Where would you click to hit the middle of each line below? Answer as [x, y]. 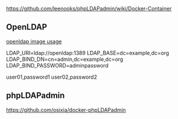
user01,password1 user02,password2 [52, 77]
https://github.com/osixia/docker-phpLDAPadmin [66, 110]
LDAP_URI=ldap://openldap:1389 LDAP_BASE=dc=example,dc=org [88, 53]
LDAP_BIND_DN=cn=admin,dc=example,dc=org [65, 59]
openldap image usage [34, 41]
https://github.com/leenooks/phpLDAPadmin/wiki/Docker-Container [89, 9]
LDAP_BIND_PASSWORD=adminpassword [57, 65]
